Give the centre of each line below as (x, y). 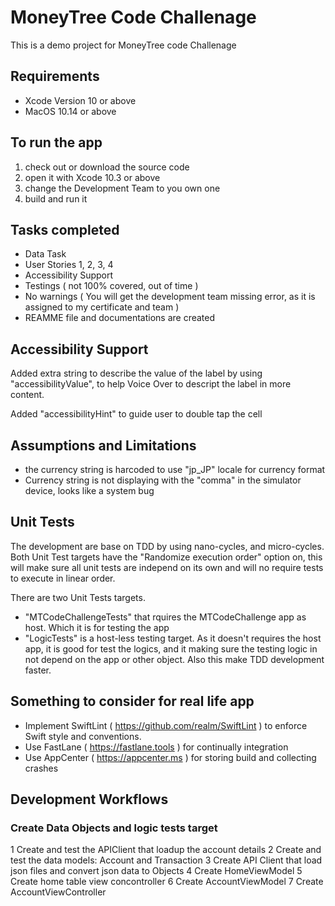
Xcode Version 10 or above (80, 100)
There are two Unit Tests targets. (78, 597)
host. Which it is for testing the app (97, 627)
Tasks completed (65, 229)
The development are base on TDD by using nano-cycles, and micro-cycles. (167, 546)
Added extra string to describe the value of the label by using (136, 373)
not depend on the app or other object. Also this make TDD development (174, 659)
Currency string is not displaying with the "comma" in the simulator (163, 480)
